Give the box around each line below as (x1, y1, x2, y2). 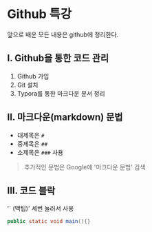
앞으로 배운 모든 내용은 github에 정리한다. (7, 30, 119, 39)
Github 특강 (7, 6, 72, 22)
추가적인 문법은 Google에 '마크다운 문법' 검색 (23, 162, 146, 171)
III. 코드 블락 (7, 184, 56, 196)
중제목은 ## (17, 139, 48, 148)
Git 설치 (17, 81, 39, 89)
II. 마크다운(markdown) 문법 (7, 112, 123, 123)
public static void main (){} (7, 218, 91, 225)
